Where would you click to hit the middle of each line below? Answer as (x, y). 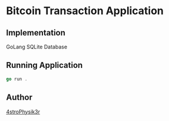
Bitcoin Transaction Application (85, 11)
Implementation (36, 33)
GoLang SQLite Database (37, 47)
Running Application (44, 65)
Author (19, 98)
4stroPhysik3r (23, 112)
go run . (17, 79)
